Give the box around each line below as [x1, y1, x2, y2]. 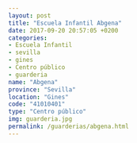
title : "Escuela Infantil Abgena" [8, 19, 123, 27]
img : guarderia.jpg [8, 115, 73, 123]
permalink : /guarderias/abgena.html [8, 122, 129, 130]
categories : [8, 33, 48, 42]
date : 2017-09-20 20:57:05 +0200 [8, 26, 119, 34]
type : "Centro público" [8, 108, 87, 116]
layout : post [8, 11, 51, 20]
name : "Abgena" [8, 78, 59, 86]
